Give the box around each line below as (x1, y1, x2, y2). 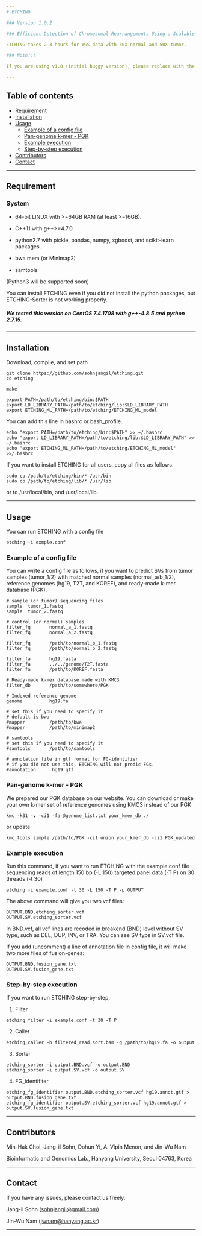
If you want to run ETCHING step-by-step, (6, 994, 110, 1001)
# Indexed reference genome (6, 693, 77, 699)
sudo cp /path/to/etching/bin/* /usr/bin (6, 473, 112, 479)
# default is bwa (6, 714, 50, 720)
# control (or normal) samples (6, 619, 85, 625)
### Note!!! (6, 52, 36, 58)
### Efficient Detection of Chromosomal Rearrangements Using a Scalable (6, 31, 195, 37)
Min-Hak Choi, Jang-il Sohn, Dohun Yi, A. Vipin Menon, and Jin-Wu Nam (6, 1143, 186, 1150)
